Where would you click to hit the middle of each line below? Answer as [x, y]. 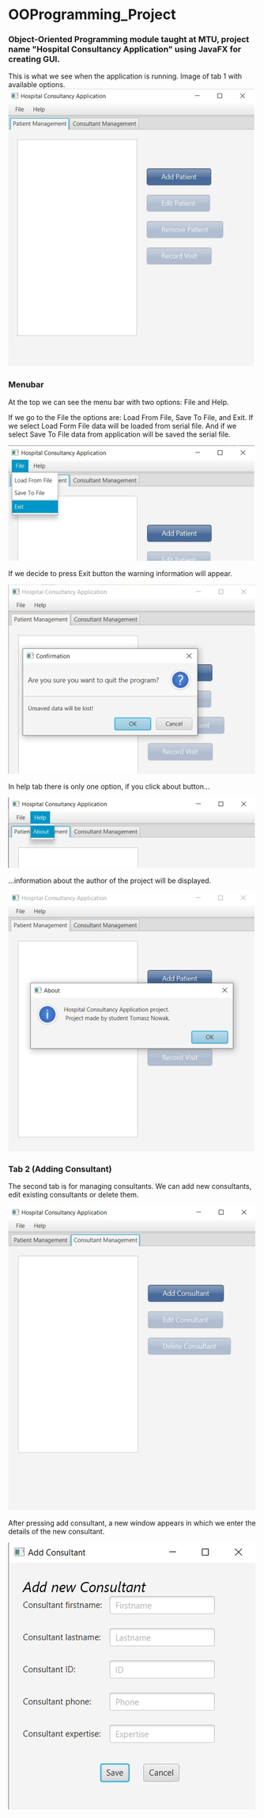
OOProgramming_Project [92, 15]
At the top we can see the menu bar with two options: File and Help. [119, 402]
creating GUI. [34, 59]
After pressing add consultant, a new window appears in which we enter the [132, 1523]
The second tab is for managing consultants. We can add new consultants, [130, 1186]
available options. [37, 85]
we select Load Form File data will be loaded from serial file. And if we [123, 426]
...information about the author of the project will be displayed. [110, 880]
